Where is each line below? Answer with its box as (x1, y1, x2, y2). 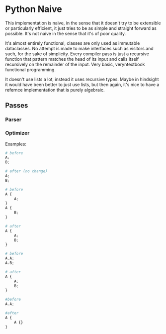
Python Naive (5, 3, 62, 15)
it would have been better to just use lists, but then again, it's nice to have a (5, 81, 160, 88)
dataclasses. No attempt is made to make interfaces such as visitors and (5, 45, 154, 51)
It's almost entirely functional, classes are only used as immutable (5, 40, 140, 46)
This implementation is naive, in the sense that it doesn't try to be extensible (5, 20, 161, 26)
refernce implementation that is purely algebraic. (5, 87, 105, 93)
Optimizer (5, 129, 30, 136)
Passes (5, 101, 28, 110)
